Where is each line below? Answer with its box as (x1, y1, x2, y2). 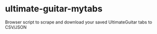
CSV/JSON (5, 24, 27, 30)
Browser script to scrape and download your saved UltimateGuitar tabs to (5, 19, 152, 25)
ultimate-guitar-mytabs (5, 3, 103, 14)
